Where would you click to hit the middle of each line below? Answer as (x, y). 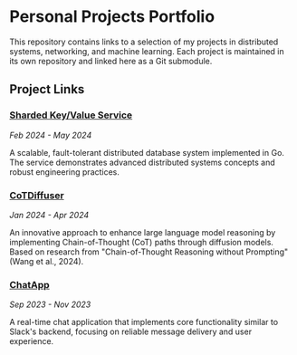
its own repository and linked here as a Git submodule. (111, 61)
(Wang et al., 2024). (47, 261)
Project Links (47, 89)
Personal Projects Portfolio (112, 17)
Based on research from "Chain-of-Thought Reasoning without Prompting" (149, 252)
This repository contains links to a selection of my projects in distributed (144, 42)
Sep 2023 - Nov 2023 (50, 304)
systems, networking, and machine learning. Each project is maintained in (147, 51)
